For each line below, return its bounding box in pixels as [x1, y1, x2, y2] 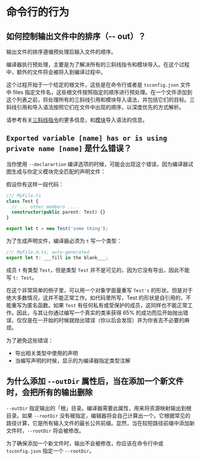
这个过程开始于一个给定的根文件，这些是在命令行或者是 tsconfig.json [6, 81, 179, 88]
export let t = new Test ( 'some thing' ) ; [6, 226, 109, 232]
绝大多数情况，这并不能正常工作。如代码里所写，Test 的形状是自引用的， [6, 294, 187, 301]
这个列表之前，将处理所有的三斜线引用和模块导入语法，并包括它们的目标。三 [6, 96, 195, 103]
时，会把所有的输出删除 [6, 388, 93, 398]
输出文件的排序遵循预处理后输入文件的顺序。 [6, 49, 117, 55]
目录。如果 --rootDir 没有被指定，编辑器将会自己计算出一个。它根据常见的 [6, 411, 191, 419]
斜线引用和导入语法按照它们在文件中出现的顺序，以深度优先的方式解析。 [6, 104, 184, 111]
